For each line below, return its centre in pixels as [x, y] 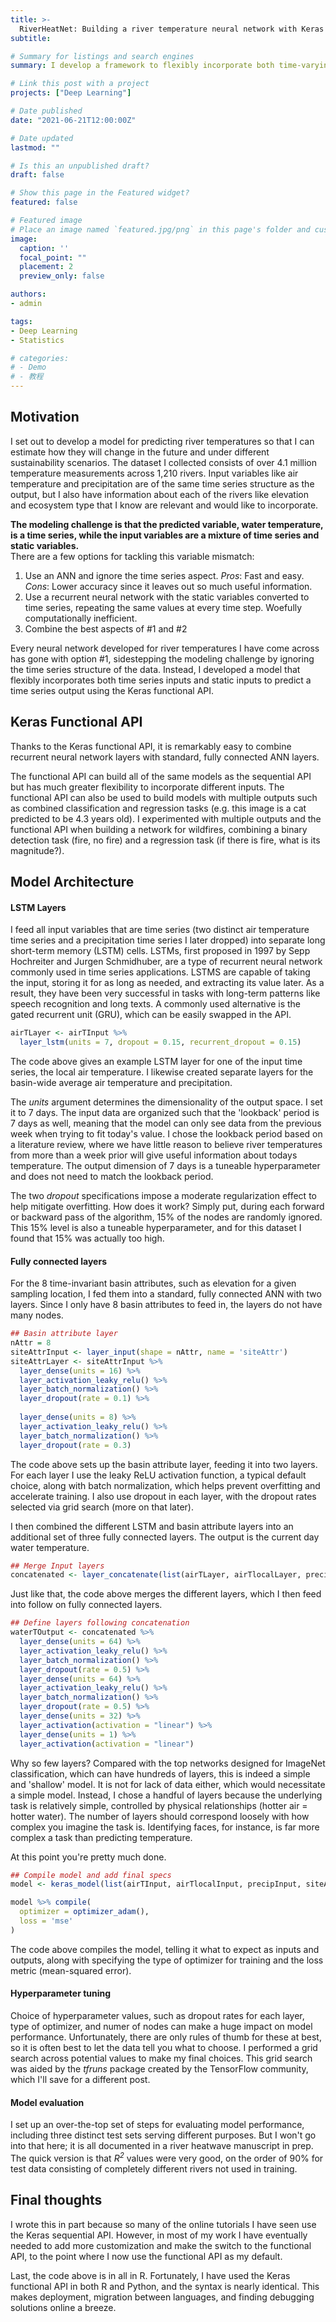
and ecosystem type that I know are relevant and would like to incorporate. [164, 505]
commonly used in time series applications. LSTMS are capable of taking [160, 972]
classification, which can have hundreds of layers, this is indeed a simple [160, 1773]
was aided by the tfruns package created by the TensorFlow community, [159, 2069]
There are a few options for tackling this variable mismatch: [132, 556]
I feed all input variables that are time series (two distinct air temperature [160, 930]
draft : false [37, 175]
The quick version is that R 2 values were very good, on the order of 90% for [167, 2157]
